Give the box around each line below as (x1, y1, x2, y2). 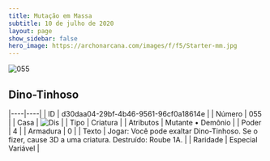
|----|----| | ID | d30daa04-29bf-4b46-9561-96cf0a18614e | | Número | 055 (8, 108, 262, 118)
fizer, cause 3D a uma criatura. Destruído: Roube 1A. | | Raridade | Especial (8, 134, 258, 144)
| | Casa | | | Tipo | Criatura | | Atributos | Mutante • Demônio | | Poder (8, 117, 262, 127)
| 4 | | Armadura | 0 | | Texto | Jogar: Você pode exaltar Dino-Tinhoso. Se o (8, 126, 258, 136)
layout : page (8, 27, 53, 35)
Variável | (8, 143, 41, 153)
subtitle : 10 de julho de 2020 (8, 19, 114, 28)
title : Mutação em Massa (8, 11, 92, 20)
